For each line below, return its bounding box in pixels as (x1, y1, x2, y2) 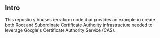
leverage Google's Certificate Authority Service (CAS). (5, 27, 116, 33)
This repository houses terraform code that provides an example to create (5, 17, 155, 22)
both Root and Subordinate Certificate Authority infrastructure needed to (5, 22, 153, 28)
